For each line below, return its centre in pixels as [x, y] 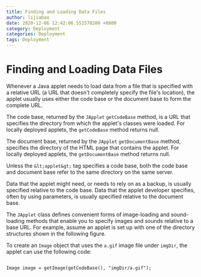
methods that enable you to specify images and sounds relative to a [110, 221]
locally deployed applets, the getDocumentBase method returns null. [88, 154]
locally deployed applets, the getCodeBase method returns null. [83, 129]
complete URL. [25, 105]
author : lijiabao [28, 17]
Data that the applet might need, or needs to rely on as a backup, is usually [99, 183]
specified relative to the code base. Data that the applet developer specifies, [101, 190]
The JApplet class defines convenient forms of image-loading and [88, 215]
